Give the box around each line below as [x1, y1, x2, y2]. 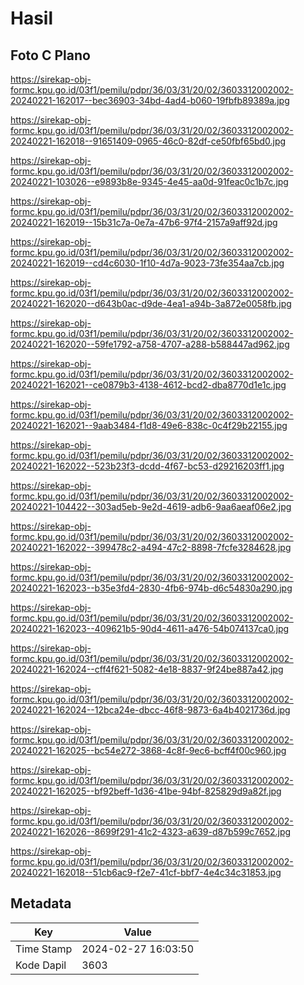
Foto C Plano [10, 47, 91, 64]
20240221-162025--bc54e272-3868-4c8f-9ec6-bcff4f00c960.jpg [10, 745, 287, 756]
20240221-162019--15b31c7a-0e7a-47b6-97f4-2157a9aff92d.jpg [10, 217, 278, 228]
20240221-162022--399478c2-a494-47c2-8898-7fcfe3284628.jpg [10, 542, 292, 553]
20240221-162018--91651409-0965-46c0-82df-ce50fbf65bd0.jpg [10, 135, 287, 147]
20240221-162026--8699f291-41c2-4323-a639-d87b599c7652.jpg [10, 826, 292, 837]
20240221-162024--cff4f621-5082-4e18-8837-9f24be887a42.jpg [10, 663, 284, 675]
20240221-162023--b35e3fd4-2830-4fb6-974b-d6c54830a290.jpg [10, 582, 293, 594]
